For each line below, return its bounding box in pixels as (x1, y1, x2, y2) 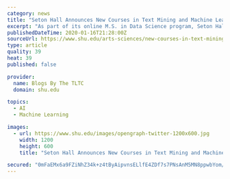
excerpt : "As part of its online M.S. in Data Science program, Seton (7, 23, 213, 29)
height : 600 (19, 143, 53, 150)
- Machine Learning (13, 111, 69, 119)
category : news (7, 10, 51, 17)
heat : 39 (7, 55, 32, 62)
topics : (7, 99, 29, 106)
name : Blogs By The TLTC (13, 80, 84, 86)
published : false (7, 61, 57, 68)
